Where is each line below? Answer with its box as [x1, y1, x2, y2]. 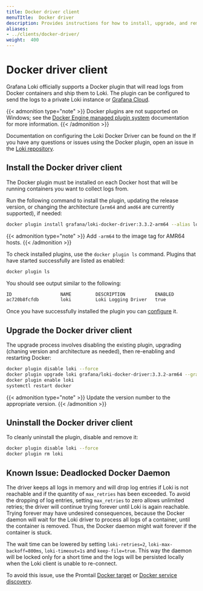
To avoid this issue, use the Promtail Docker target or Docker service [6, 571, 177, 578]
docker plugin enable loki [6, 377, 74, 383]
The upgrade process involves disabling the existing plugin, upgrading [6, 341, 181, 348]
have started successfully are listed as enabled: [6, 256, 125, 264]
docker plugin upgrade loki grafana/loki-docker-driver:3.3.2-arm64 [6, 371, 182, 377]
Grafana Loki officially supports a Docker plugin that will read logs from [6, 83, 184, 90]
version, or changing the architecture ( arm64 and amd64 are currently [6, 203, 175, 211]
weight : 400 [6, 37, 39, 43]
